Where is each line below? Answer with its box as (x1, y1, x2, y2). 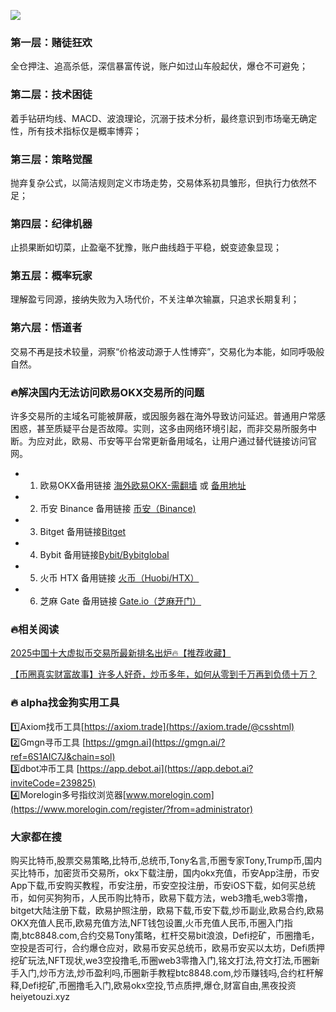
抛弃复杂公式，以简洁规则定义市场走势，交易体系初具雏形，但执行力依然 (10, 176, 308, 189)
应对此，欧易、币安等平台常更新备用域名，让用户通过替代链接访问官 (36, 435, 317, 447)
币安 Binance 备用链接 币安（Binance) (39, 503, 197, 515)
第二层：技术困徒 (10, 88, 93, 102)
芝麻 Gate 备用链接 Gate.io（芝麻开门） (39, 595, 202, 607)
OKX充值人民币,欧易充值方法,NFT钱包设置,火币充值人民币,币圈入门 (10, 916, 285, 929)
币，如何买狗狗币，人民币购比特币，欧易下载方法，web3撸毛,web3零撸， (10, 891, 313, 904)
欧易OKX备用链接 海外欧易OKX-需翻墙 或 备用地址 (39, 480, 247, 492)
